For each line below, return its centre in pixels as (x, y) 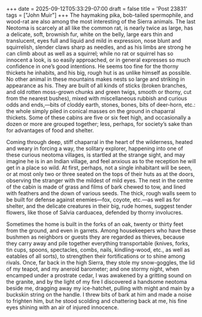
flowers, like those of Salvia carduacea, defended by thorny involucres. (95, 212)
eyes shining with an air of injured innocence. (63, 307)
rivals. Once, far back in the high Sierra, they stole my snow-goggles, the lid (100, 262)
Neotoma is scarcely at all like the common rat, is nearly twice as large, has (100, 28)
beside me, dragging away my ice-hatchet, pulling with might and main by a (100, 288)
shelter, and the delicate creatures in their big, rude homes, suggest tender (99, 206)
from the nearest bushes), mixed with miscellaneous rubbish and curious (97, 98)
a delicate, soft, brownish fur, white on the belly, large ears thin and (90, 34)
